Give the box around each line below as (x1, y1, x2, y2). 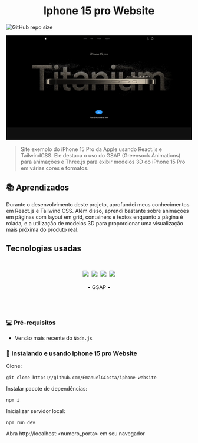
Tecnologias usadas (6, 243, 81, 253)
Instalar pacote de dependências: (6, 385, 87, 392)
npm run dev (6, 420, 35, 426)
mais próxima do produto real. (6, 226, 79, 234)
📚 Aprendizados (6, 182, 70, 192)
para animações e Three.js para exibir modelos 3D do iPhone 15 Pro (20, 158, 186, 166)
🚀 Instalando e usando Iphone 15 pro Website (6, 349, 137, 357)
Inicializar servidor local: (6, 408, 65, 415)
